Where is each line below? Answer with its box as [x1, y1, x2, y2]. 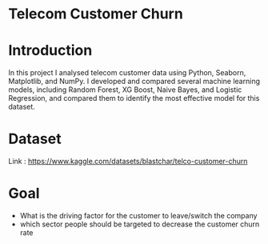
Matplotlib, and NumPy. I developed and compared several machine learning [8, 77, 260, 86]
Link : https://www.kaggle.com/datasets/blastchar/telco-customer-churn [8, 157, 248, 166]
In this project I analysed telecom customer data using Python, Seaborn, [8, 68, 246, 78]
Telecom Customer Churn [8, 5, 184, 23]
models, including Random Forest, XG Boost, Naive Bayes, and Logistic [8, 85, 242, 94]
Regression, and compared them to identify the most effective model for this [8, 94, 260, 103]
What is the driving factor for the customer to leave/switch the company [19, 211, 258, 220]
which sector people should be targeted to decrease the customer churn [19, 219, 260, 229]
